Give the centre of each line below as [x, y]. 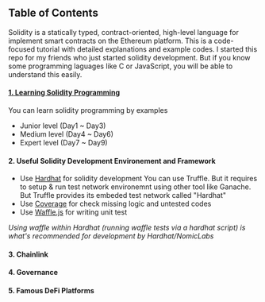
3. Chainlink [29, 254]
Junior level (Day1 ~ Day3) [63, 126]
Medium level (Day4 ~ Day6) [66, 134]
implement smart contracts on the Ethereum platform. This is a [110, 41]
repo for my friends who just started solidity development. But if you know [130, 57]
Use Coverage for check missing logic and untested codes [115, 204]
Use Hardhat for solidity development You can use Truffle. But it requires [138, 179]
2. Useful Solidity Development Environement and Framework [112, 161]
